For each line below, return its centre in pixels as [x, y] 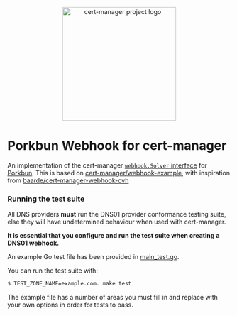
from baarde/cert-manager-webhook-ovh [68, 180]
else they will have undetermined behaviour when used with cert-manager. [117, 222]
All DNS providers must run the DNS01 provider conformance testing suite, [117, 214]
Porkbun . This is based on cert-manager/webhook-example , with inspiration [119, 173]
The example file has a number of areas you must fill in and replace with [113, 298]
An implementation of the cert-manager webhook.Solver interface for [107, 165]
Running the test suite [46, 199]
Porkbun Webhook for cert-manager [117, 146]
